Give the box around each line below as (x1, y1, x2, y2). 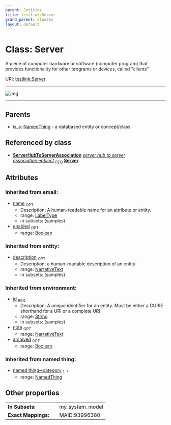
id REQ (12, 296, 26, 304)
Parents (5, 110, 31, 119)
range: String (20, 313, 48, 319)
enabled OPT (12, 223, 39, 230)
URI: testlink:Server (5, 76, 46, 82)
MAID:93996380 (59, 411, 101, 418)
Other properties (5, 389, 60, 397)
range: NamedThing (20, 373, 63, 380)
